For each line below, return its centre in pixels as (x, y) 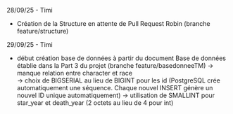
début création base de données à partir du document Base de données (121, 58)
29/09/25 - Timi (30, 44)
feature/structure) (43, 31)
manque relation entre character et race (75, 73)
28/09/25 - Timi (30, 10)
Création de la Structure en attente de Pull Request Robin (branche (113, 23)
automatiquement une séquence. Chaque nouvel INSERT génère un (115, 88)
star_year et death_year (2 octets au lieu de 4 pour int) (95, 103)
